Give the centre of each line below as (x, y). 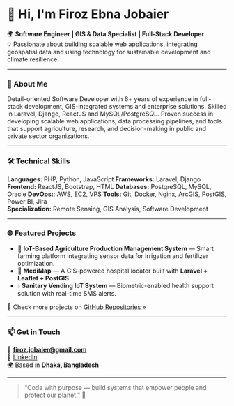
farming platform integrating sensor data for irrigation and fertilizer (113, 256)
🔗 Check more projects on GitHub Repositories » (77, 307)
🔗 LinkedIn (22, 357)
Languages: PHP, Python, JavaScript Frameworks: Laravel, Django (104, 179)
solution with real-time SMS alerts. (67, 293)
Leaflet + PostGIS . (44, 278)
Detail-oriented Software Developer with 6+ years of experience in (103, 99)
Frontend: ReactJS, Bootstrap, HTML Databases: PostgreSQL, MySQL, (109, 186)
